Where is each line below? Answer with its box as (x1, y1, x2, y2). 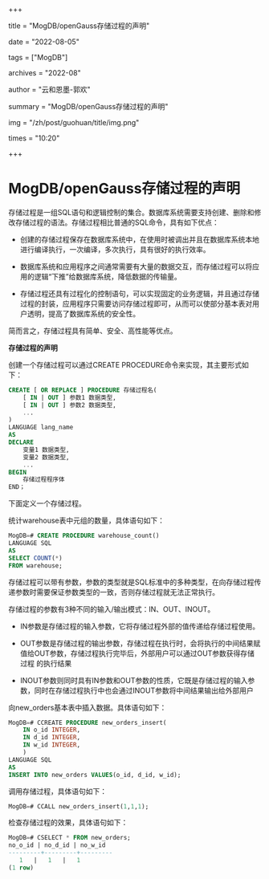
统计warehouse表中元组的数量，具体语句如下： (8, 515, 165, 526)
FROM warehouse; (8, 561, 63, 570)
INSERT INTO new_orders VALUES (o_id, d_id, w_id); (8, 771, 181, 779)
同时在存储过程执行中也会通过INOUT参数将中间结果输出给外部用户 (34, 686, 255, 695)
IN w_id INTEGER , (22, 741, 81, 749)
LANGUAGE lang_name (8, 423, 74, 432)
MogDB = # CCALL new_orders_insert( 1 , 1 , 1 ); (8, 802, 149, 811)
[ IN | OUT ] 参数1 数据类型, (22, 393, 116, 401)
